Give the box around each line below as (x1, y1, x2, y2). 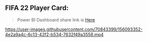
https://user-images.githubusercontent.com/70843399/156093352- (5, 26, 143, 32)
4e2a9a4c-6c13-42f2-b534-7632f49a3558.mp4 (5, 31, 104, 37)
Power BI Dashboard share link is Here (17, 17, 95, 22)
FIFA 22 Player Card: (5, 4, 69, 12)
